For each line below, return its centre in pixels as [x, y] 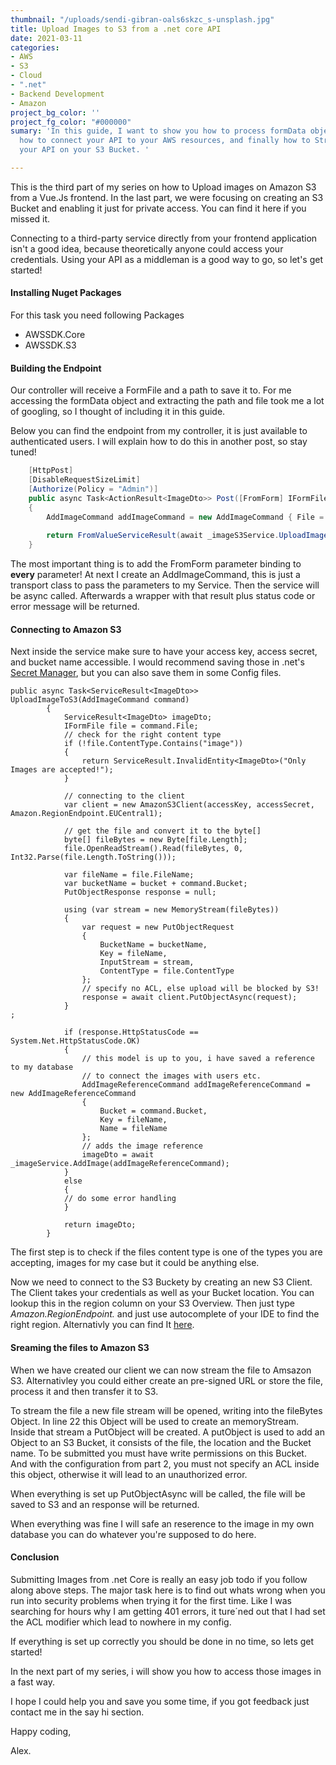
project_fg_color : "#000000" [71, 122]
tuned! [23, 452]
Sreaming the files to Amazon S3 [80, 1347]
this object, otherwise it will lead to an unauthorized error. [129, 1474]
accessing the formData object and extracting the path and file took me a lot [167, 401]
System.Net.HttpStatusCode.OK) [75, 1041]
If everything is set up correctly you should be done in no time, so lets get [162, 1641]
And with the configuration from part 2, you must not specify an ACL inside [165, 1463]
